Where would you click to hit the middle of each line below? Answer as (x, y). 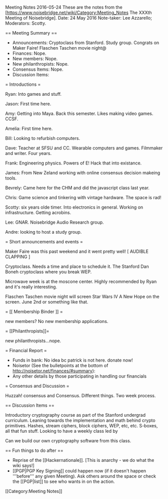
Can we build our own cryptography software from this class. (68, 441)
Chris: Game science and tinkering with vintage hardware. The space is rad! (83, 197)
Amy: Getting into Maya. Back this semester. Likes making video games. (79, 113)
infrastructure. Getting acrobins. (38, 212)
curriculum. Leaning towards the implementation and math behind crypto (80, 420)
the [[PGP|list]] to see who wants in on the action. (63, 481)
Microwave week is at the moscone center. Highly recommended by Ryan (81, 281)
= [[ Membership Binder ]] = (34, 311)
